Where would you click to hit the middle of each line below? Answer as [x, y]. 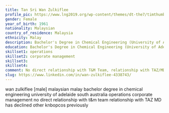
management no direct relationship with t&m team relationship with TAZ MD [83, 99]
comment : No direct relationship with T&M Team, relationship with [77, 70]
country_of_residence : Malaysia [39, 33]
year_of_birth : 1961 [27, 24]
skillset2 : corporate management [40, 56]
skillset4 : [17, 65]
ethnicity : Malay [23, 38]
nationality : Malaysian [30, 28]
